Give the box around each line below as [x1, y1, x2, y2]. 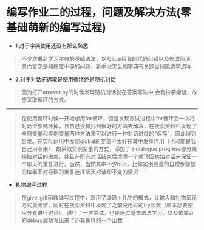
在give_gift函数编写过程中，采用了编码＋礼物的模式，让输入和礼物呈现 [21, 193, 197, 201]
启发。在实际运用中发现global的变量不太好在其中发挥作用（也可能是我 [21, 138, 197, 145]
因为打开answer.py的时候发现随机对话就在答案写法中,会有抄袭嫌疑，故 [21, 88, 198, 96]
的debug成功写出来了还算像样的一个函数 [21, 217, 123, 224]
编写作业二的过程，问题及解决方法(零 [6, 5, 191, 19]
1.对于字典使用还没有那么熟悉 [15, 42, 89, 49]
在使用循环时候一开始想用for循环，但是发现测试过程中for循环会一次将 [21, 114, 195, 122]
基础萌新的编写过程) [6, 21, 106, 35]
